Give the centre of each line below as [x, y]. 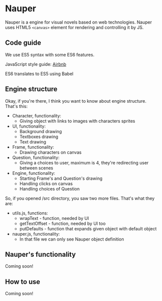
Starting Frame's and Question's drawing [61, 178]
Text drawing [33, 142]
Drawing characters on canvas [51, 152]
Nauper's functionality [40, 254]
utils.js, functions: [30, 213]
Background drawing [41, 131]
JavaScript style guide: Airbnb [36, 64]
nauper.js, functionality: [36, 234]
